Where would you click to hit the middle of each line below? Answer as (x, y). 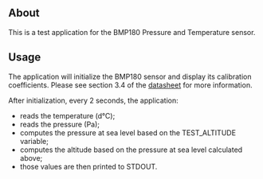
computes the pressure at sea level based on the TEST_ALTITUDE (128, 132)
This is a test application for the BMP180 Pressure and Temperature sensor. (132, 32)
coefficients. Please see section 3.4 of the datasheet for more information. (130, 85)
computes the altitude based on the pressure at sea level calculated (131, 150)
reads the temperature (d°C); (67, 115)
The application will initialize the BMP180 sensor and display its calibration (130, 76)
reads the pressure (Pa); (60, 124)
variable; (34, 141)
